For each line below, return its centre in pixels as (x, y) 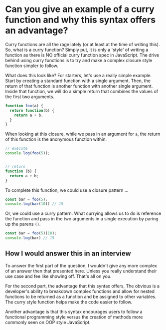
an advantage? (37, 31)
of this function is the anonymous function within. (56, 139)
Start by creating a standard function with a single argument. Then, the (78, 81)
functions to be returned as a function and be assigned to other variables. (81, 296)
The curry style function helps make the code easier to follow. (69, 302)
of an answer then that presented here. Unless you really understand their (81, 271)
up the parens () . (23, 224)
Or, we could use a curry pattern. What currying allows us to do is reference (83, 213)
